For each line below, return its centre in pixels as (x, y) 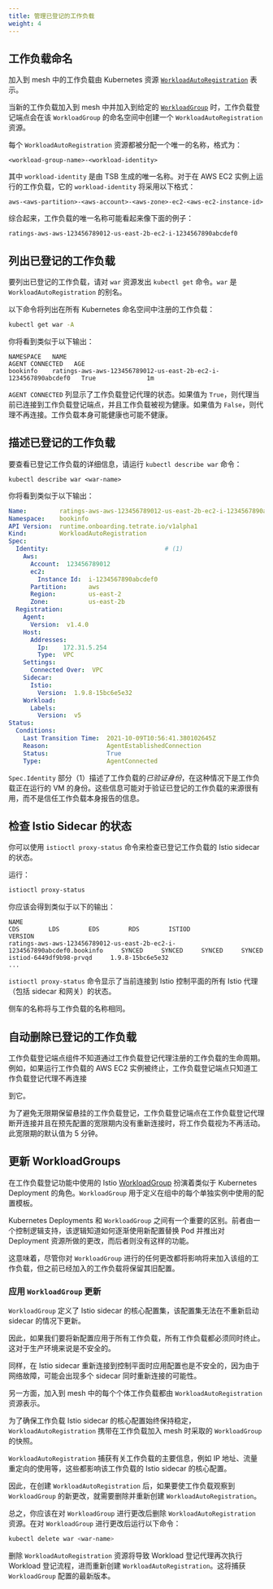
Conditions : (36, 731)
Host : (32, 632)
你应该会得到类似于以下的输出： (62, 907)
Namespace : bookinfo (49, 518)
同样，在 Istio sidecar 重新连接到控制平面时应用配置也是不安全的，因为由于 (134, 1366)
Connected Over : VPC (67, 670)
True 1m (117, 378)
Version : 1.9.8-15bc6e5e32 (85, 693)
